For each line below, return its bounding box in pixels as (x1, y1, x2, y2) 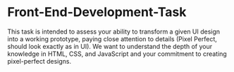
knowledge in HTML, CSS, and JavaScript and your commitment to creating (7, 50, 227, 58)
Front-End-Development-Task (7, 4, 187, 20)
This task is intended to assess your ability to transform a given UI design (7, 27, 221, 36)
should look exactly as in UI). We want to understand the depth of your (7, 42, 213, 50)
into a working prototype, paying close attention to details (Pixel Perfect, (7, 34, 217, 43)
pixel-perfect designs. (7, 57, 72, 65)
